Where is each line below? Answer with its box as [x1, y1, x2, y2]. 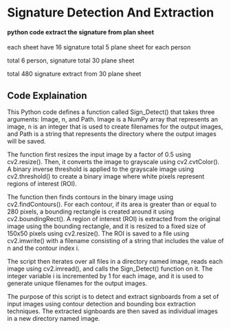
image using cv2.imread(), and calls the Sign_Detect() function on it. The [7, 264, 213, 273]
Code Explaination [7, 89, 87, 101]
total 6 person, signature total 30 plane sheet [7, 56, 135, 65]
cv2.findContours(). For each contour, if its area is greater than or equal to [7, 201, 217, 209]
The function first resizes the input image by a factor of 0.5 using [7, 150, 191, 159]
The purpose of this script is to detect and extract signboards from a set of [7, 293, 219, 301]
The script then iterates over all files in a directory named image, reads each [7, 258, 223, 266]
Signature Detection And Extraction [7, 5, 214, 21]
